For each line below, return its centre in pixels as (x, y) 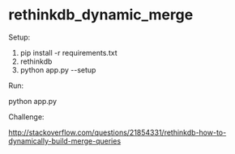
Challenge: (26, 117)
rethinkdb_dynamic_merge (101, 15)
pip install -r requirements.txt (68, 52)
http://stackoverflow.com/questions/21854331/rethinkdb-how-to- (117, 132)
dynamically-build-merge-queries (65, 141)
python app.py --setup (58, 69)
